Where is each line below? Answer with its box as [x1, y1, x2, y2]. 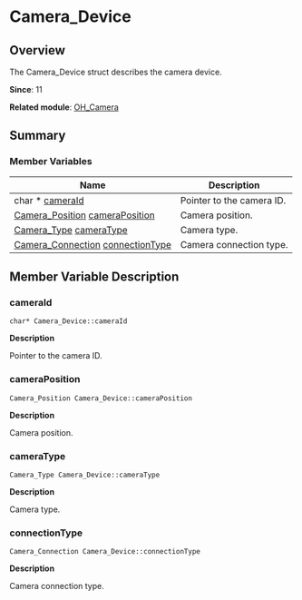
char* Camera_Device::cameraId [9, 317, 128, 326]
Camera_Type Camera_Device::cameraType [9, 470, 161, 479]
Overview [9, 43, 66, 58]
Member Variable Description [9, 270, 180, 285]
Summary [9, 128, 66, 143]
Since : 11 [9, 84, 43, 94]
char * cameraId [14, 193, 84, 206]
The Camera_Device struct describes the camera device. [9, 66, 222, 77]
